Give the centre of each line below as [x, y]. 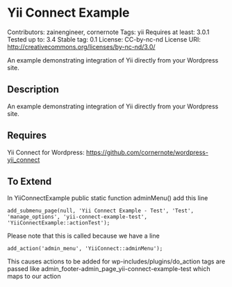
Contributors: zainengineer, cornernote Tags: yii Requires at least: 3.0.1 [108, 32]
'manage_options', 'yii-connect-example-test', [77, 217]
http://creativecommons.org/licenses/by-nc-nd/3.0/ [81, 47]
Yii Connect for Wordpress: [46, 152]
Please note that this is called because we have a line [83, 236]
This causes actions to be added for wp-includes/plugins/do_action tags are [116, 261]
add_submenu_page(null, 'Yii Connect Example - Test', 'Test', [101, 211]
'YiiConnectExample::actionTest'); [59, 223]
